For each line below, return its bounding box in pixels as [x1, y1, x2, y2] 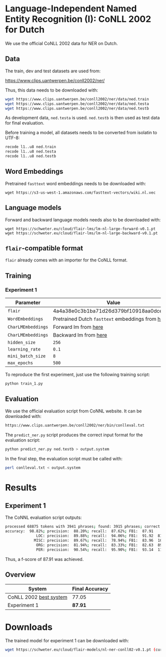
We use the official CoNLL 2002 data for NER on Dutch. [5, 40, 118, 46]
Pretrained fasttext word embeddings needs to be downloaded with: [5, 180, 146, 186]
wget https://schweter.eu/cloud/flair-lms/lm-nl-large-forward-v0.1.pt [5, 226, 156, 231]
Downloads [5, 621, 53, 633]
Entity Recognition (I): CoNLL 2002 [5, 13, 152, 25]
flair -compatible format [5, 244, 83, 253]
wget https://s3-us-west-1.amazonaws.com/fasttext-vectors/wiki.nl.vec [5, 190, 156, 195]
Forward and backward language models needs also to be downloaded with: [5, 216, 161, 223]
